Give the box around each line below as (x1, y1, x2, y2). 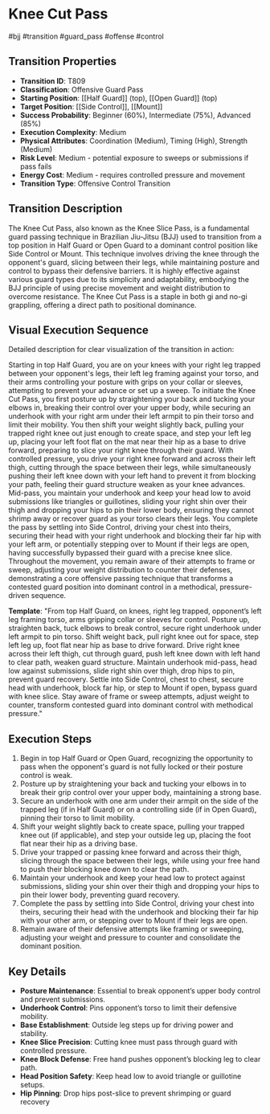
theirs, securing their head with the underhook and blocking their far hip (19, 907, 259, 917)
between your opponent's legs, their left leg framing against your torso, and (8, 369, 260, 379)
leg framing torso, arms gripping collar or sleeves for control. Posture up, (8, 615, 251, 625)
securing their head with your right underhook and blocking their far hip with (8, 531, 262, 541)
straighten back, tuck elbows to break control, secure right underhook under (8, 624, 262, 633)
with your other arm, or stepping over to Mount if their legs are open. (19, 915, 248, 925)
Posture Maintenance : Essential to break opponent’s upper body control (19, 986, 261, 995)
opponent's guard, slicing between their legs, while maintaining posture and (8, 257, 260, 267)
